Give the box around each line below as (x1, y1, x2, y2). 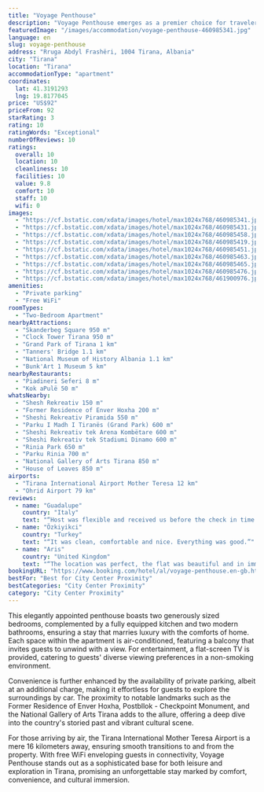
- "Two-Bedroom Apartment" (15, 311, 104, 319)
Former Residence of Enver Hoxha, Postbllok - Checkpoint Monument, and (8, 701, 250, 710)
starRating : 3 (8, 114, 55, 122)
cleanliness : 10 (15, 165, 68, 173)
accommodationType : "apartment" (8, 70, 114, 78)
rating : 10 (8, 121, 44, 129)
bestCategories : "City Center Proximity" (8, 582, 146, 590)
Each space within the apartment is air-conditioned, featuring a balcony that (8, 635, 255, 645)
